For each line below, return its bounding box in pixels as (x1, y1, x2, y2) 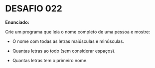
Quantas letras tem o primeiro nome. (12, 57, 88, 63)
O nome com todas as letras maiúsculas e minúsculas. (12, 38, 125, 44)
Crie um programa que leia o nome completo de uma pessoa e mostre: (5, 29, 151, 34)
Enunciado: (5, 19, 29, 25)
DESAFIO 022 (5, 3, 62, 14)
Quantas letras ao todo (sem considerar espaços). (12, 48, 116, 54)
